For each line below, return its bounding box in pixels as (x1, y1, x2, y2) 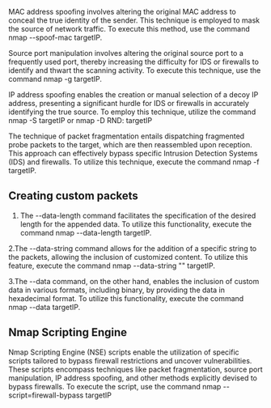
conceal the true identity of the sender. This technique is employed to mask (8, 15, 260, 25)
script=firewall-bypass (8, 390, 84, 400)
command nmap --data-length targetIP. (19, 227, 152, 237)
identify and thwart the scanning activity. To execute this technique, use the (8, 66, 261, 75)
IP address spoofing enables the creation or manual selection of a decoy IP (8, 90, 259, 100)
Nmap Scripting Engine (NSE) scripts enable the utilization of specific (8, 347, 240, 357)
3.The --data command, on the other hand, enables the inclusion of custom (8, 276, 260, 286)
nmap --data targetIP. (8, 302, 81, 312)
